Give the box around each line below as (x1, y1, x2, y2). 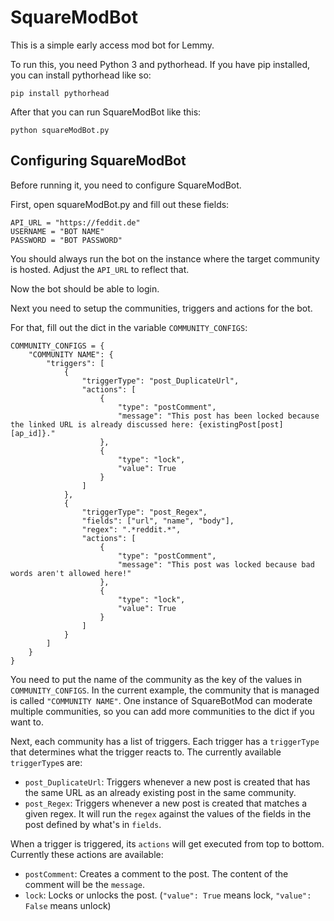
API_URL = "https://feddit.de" (10, 217, 141, 228)
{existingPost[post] (198, 419, 284, 430)
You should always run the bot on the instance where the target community (10, 252, 320, 265)
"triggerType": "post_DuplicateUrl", (81, 376, 240, 386)
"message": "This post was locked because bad (117, 559, 315, 570)
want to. (10, 716, 44, 728)
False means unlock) (24, 899, 112, 911)
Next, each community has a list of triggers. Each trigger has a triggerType (10, 735, 320, 747)
